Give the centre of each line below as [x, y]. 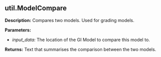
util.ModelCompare [36, 8]
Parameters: [18, 30]
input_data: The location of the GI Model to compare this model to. [81, 39]
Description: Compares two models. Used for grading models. [69, 20]
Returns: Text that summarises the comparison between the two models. [80, 49]
